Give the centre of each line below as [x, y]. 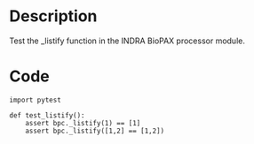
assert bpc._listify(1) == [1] [83, 123]
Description [53, 16]
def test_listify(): [48, 115]
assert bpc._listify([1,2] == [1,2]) [95, 131]
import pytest [36, 100]
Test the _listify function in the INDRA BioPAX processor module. [127, 41]
